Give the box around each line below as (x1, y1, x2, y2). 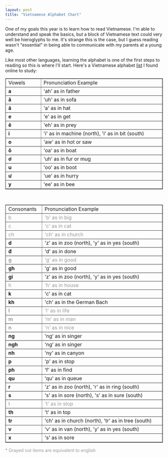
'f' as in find (44, 366, 72, 373)
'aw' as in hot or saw (43, 138, 92, 145)
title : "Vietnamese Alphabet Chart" (5, 12, 81, 17)
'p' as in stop (44, 358, 75, 365)
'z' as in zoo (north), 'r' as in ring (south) (44, 383, 139, 390)
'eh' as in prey (43, 121, 76, 128)
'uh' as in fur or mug (43, 155, 91, 162)
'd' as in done (44, 248, 76, 255)
